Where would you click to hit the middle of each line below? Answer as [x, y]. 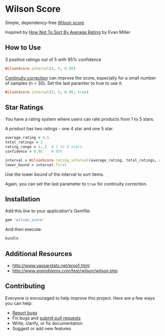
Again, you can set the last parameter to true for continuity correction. [76, 184]
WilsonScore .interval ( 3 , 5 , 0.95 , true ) [47, 92]
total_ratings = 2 [24, 142]
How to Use [23, 48]
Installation [23, 199]
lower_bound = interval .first [36, 165]
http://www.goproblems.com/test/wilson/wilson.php [65, 271]
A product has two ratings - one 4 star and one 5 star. [59, 129]
